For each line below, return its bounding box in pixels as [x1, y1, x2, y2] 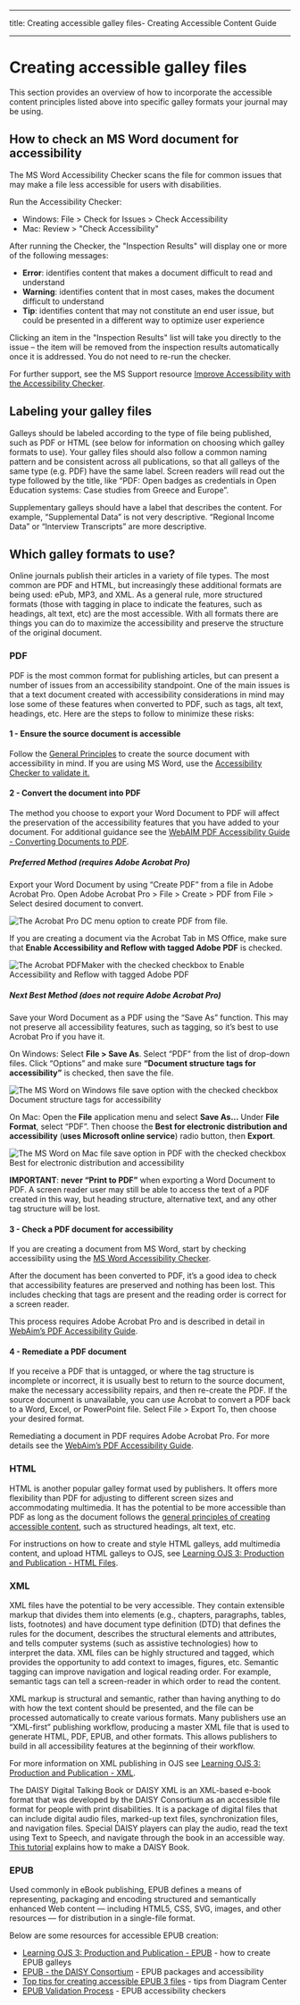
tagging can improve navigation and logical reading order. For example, [9, 1666, 271, 1677]
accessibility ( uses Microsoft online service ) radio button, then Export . [9, 1131, 276, 1142]
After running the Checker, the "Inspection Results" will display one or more [9, 240, 287, 251]
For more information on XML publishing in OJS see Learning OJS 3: [9, 1758, 262, 1769]
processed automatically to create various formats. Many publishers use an [9, 1713, 287, 1723]
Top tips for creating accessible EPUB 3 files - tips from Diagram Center [21, 1976, 287, 1987]
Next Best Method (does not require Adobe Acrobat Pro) [9, 990, 221, 1000]
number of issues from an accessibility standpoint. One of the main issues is [9, 679, 290, 690]
